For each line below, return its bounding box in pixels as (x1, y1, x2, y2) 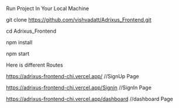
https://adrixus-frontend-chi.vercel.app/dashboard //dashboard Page (6, 96, 174, 102)
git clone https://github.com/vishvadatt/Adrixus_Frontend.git (6, 16, 152, 23)
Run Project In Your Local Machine (6, 5, 89, 12)
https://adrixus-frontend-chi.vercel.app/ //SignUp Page (6, 73, 139, 79)
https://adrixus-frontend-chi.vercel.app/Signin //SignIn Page (6, 84, 152, 91)
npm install (6, 39, 33, 46)
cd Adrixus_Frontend (6, 27, 57, 34)
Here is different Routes (6, 61, 63, 68)
